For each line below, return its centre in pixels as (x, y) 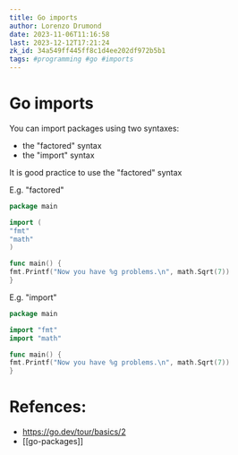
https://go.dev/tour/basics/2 (74, 432)
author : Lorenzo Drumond (55, 26)
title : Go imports (43, 17)
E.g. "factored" (37, 190)
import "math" (36, 338)
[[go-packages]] (52, 442)
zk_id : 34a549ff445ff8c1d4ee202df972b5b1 (88, 51)
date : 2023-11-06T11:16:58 (59, 34)
